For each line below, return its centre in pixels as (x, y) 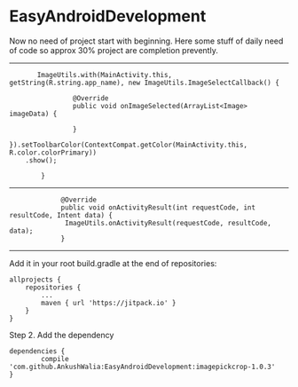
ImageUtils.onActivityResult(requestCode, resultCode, (169, 223)
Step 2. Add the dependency (62, 335)
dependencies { (37, 351)
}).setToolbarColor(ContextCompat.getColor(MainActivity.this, (129, 145)
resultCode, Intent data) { (61, 215)
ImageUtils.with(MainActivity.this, (105, 75)
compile (55, 359)
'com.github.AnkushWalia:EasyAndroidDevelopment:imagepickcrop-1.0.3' (142, 367)
